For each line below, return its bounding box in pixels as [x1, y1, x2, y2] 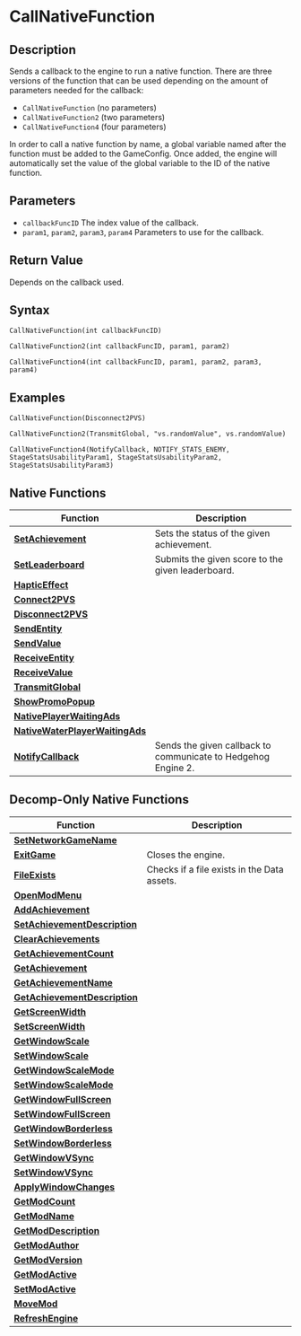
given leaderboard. [155, 564, 235, 576]
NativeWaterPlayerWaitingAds [13, 725, 146, 737]
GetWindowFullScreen [13, 1093, 112, 1105]
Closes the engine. [146, 848, 226, 861]
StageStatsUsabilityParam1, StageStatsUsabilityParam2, [9, 453, 222, 462]
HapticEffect [13, 579, 69, 592]
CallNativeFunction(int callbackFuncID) [9, 326, 163, 336]
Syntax [9, 303, 50, 318]
